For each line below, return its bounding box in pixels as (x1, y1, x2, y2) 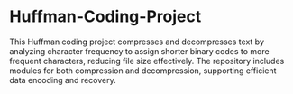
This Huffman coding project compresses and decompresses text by (9, 36, 264, 47)
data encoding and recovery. (9, 74, 116, 85)
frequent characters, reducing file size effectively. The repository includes (9, 55, 285, 66)
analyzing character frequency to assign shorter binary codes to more (9, 45, 270, 56)
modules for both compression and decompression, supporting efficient (9, 65, 277, 76)
